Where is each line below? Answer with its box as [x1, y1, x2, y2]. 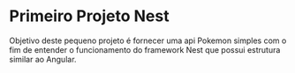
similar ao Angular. [9, 54, 77, 64]
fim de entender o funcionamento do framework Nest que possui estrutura [9, 44, 281, 55]
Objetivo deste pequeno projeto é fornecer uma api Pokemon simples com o [9, 35, 287, 46]
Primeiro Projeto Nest [9, 6, 170, 26]
